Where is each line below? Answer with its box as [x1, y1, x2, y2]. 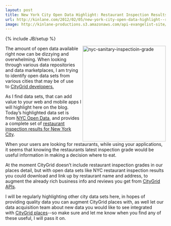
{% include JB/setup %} [5, 36, 56, 42]
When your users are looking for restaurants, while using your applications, [5, 141, 163, 147]
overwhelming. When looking [5, 57, 67, 63]
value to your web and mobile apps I [5, 99, 81, 105]
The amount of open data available [5, 45, 78, 52]
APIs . [5, 184, 16, 190]
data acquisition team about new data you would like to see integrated [5, 205, 153, 211]
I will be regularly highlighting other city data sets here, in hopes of [5, 193, 146, 199]
